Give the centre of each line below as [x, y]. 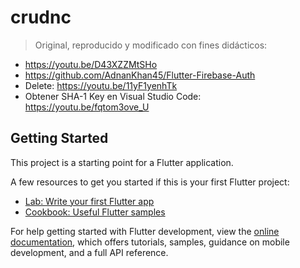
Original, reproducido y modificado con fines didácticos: [151, 45]
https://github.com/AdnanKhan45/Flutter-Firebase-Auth [140, 75]
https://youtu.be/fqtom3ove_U [87, 107]
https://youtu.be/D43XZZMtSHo [91, 64]
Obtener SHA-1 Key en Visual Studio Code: [113, 96]
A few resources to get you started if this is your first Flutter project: [150, 182]
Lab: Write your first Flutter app [89, 201]
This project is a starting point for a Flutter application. [122, 162]
